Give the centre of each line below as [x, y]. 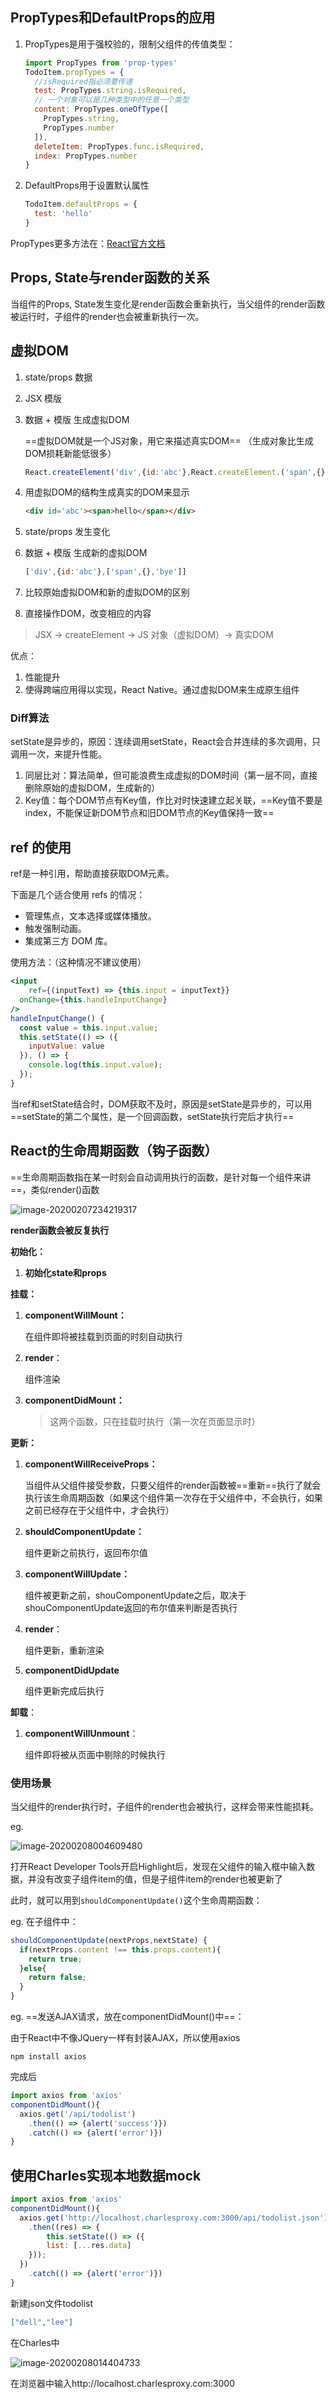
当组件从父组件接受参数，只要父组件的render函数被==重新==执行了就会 [173, 1485]
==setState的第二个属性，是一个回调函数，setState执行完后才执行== [152, 1116]
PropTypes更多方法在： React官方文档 [88, 243]
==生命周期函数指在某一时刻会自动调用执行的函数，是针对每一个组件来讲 [161, 1177]
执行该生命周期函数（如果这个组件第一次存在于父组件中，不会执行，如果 [173, 1497]
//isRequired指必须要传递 [83, 81]
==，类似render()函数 [55, 1189]
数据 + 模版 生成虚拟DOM [77, 419]
